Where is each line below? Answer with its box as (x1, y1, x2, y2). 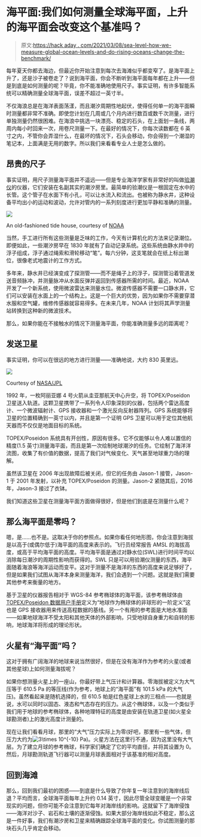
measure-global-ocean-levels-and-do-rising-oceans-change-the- (20, 48, 185, 55)
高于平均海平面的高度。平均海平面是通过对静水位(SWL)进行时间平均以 (22, 548, 194, 556)
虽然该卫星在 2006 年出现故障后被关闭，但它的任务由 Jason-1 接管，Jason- (6, 469, 193, 477)
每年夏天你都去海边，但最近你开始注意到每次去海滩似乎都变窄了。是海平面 (6, 67, 190, 74)
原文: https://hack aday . (20, 41, 80, 49)
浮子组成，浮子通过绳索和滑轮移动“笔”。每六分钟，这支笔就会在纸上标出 (6, 249, 184, 256)
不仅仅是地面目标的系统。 (22, 421, 85, 429)
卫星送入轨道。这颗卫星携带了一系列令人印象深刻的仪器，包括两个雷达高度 (6, 399, 190, 406)
